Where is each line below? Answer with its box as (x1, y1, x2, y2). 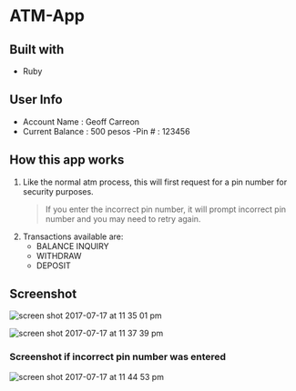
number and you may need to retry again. (45, 213, 201, 224)
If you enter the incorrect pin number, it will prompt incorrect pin (45, 204, 287, 215)
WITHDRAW (36, 250, 82, 261)
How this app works (9, 152, 125, 168)
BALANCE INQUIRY (36, 240, 109, 251)
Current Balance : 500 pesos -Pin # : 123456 (22, 125, 190, 136)
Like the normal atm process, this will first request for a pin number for (22, 176, 288, 187)
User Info (9, 92, 63, 107)
